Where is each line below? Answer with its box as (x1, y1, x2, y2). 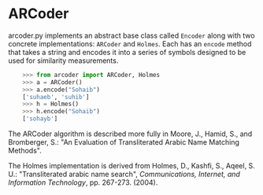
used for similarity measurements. (8, 56, 119, 65)
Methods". (8, 146, 42, 156)
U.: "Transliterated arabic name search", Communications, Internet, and (8, 170, 240, 179)
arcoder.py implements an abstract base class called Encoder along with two (8, 31, 255, 40)
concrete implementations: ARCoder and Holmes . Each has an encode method (8, 39, 252, 48)
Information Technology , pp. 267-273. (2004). (8, 178, 158, 187)
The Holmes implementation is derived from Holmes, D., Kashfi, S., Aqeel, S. (8, 161, 256, 171)
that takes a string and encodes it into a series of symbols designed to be (8, 47, 246, 57)
